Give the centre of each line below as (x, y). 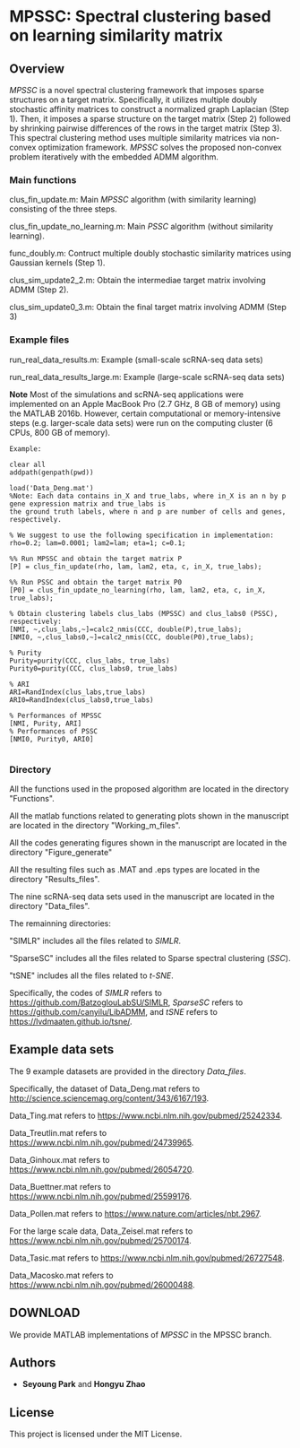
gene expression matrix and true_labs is (88, 504)
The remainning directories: (60, 923)
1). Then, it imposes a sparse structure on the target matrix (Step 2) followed (150, 119)
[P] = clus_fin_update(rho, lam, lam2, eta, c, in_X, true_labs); (136, 567)
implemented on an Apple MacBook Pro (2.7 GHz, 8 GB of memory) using (145, 403)
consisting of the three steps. (64, 209)
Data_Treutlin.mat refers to (58, 1132)
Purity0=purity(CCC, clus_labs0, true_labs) (94, 668)
